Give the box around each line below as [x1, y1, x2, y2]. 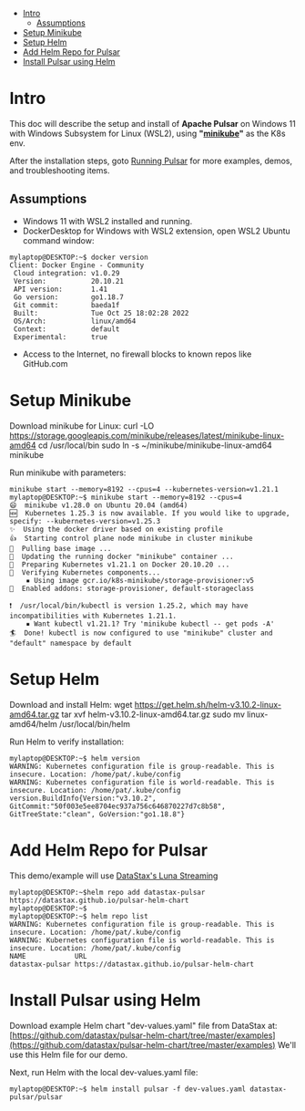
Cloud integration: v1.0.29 [13, 268, 120, 277]
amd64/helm [9, 718, 57, 729]
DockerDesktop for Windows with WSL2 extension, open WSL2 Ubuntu [22, 225, 291, 236]
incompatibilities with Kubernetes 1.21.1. [9, 611, 178, 620]
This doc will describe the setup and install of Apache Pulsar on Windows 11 [9, 118, 296, 129]
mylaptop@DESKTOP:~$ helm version [9, 753, 141, 763]
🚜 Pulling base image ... [9, 544, 112, 553]
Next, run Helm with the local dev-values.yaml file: [9, 1066, 198, 1077]
